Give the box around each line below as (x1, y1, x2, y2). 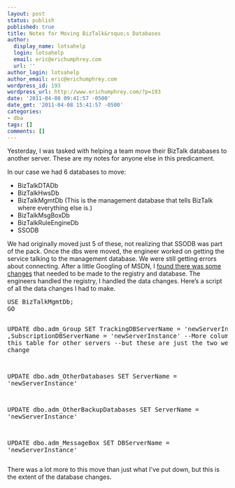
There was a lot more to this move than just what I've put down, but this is (7, 466, 220, 474)
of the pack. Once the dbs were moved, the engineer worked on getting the (7, 247, 225, 256)
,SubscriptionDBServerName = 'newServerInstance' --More (7, 332, 207, 340)
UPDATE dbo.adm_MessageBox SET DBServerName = (7, 439, 170, 447)
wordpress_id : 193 (7, 82, 61, 89)
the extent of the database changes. (7, 473, 112, 481)
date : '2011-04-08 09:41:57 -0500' (7, 95, 111, 102)
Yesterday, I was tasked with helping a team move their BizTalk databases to (7, 147, 227, 155)
